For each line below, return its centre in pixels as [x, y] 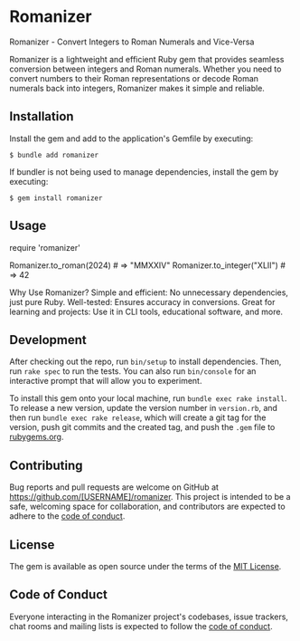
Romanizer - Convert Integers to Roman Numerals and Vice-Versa [132, 42]
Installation [42, 116]
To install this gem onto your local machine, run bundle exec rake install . [148, 398]
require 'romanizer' [45, 247]
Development [48, 340]
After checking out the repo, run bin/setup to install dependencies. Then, [145, 362]
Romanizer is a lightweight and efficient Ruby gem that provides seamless [147, 59]
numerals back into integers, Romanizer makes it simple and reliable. [137, 88]
